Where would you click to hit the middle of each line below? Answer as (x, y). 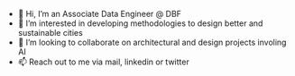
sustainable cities (50, 33)
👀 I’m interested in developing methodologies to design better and (140, 23)
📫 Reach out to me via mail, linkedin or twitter (103, 62)
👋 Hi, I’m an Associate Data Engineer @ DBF (100, 14)
